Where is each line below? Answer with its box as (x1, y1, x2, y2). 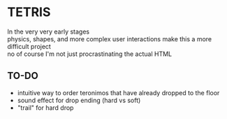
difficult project (7, 42, 51, 50)
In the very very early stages (7, 27, 89, 36)
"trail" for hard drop (17, 103, 74, 112)
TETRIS (7, 4, 51, 20)
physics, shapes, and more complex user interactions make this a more (7, 34, 212, 43)
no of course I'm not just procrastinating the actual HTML (7, 50, 173, 58)
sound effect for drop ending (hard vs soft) (17, 96, 141, 104)
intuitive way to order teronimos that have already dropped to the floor (17, 88, 220, 97)
